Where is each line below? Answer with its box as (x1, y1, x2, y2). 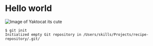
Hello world (5, 3, 52, 14)
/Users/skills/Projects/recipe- (83, 32, 149, 37)
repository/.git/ (5, 36, 40, 41)
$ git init (5, 28, 27, 33)
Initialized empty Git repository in (5, 32, 82, 37)
